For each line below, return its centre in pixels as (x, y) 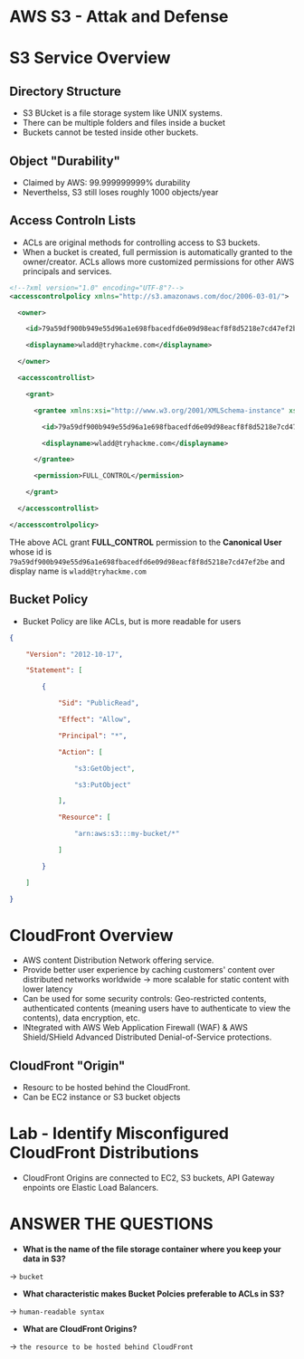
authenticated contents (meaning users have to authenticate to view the (157, 1008)
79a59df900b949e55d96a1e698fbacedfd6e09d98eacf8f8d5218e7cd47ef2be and (147, 561)
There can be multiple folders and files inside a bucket (124, 123)
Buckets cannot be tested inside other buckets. (110, 132)
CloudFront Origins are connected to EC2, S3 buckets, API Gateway (148, 1178)
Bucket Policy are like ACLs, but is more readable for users (132, 621)
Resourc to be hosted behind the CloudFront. (106, 1088)
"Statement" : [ (54, 670)
